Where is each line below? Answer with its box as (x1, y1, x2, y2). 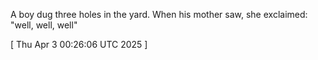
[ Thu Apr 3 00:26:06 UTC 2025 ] (10, 39, 148, 50)
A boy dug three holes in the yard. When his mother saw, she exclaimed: (10, 9, 308, 20)
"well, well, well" (10, 19, 78, 31)
